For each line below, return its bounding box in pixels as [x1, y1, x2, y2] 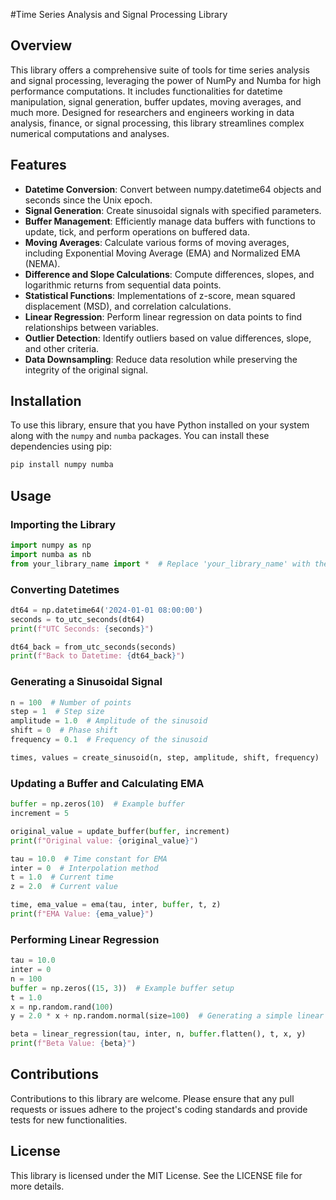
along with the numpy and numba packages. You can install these [10, 430, 270, 442]
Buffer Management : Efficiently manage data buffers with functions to [24, 215, 316, 227]
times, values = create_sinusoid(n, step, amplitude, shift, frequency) [10, 752, 320, 763]
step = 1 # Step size [10, 707, 105, 717]
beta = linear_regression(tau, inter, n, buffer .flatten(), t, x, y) [10, 1029, 307, 1039]
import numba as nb [10, 549, 92, 559]
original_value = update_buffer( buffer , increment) [10, 826, 230, 836]
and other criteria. [24, 342, 100, 354]
